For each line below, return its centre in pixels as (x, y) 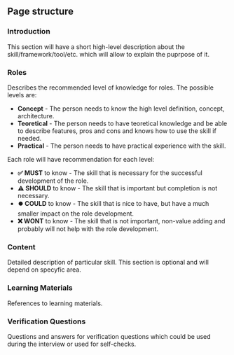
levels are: (22, 95)
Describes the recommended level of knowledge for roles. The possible (110, 88)
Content (22, 246)
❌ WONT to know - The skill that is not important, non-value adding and (121, 221)
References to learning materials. (55, 303)
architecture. (36, 116)
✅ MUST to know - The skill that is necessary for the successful (110, 173)
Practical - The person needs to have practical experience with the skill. (122, 146)
